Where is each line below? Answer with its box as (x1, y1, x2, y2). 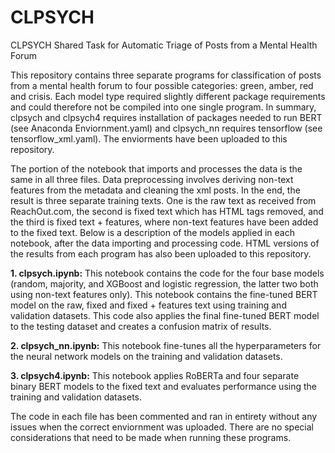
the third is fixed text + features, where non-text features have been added (10, 216, 319, 228)
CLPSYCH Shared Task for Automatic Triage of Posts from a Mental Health (10, 39, 318, 51)
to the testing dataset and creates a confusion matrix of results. (10, 320, 272, 332)
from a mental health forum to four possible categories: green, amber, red (10, 79, 314, 91)
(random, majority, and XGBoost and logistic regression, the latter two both (10, 277, 319, 290)
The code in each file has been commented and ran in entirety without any (10, 410, 318, 422)
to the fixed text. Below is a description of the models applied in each (10, 226, 295, 238)
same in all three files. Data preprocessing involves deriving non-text (10, 173, 294, 185)
